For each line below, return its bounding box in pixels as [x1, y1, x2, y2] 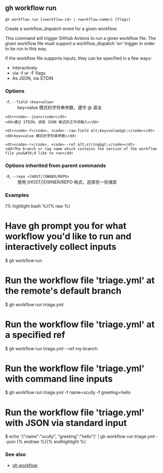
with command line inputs [5, 373, 113, 384]
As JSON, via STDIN [12, 75, 54, 81]
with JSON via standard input [5, 417, 127, 428]
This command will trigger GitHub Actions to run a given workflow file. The [5, 35, 156, 41]
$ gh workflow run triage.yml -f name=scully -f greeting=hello [5, 389, 131, 396]
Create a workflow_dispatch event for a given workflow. [5, 26, 118, 32]
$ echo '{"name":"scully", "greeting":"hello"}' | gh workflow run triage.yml [5, 434, 155, 439]
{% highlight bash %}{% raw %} [5, 203, 71, 209]
